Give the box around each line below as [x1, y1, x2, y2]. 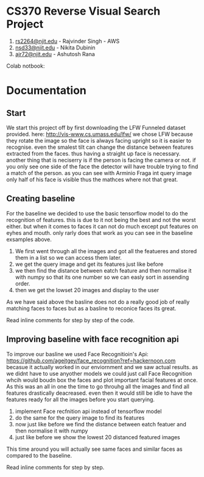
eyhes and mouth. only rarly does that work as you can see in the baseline [6, 229, 193, 236]
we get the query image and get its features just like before [15, 260, 164, 268]
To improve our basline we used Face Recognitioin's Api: [6, 350, 149, 357]
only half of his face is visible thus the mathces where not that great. [6, 176, 178, 183]
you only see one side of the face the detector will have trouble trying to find [6, 163, 199, 170]
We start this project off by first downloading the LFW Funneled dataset [6, 124, 186, 131]
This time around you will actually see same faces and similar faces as [6, 445, 183, 453]
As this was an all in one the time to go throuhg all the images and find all [6, 382, 190, 390]
